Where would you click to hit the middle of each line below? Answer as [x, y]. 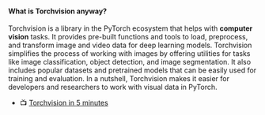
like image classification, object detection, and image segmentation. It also [130, 62]
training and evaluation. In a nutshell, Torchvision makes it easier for [119, 79]
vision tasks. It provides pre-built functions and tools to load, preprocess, [128, 37]
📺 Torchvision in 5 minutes [64, 103]
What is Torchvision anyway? [58, 11]
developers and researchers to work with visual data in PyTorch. [113, 87]
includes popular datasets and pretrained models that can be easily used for [132, 70]
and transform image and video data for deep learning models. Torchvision [130, 45]
